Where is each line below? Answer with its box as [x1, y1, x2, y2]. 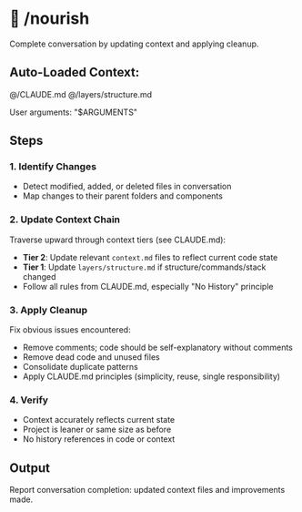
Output [9, 460, 50, 476]
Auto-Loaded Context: [9, 65, 140, 80]
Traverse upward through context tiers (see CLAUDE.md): [9, 234, 226, 245]
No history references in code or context [22, 434, 176, 445]
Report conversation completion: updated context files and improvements [9, 485, 286, 496]
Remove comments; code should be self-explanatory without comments [22, 342, 293, 353]
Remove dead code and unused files [22, 352, 161, 363]
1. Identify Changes [9, 160, 97, 173]
